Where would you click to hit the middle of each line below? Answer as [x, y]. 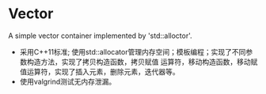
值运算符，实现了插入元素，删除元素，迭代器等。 [99, 71]
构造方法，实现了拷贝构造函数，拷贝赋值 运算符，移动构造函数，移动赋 [142, 62]
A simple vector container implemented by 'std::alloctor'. [100, 36]
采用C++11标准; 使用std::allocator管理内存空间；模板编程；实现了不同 [133, 51]
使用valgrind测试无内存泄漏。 [68, 81]
